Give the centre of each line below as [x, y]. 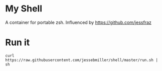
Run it [18, 42]
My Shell [24, 9]
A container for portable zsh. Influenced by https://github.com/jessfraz [78, 22]
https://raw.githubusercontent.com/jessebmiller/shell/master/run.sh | [82, 60]
